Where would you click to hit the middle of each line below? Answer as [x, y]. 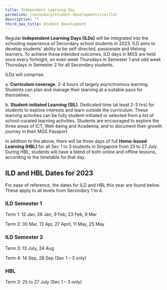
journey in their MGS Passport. [37, 132]
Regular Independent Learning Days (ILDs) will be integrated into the [77, 38]
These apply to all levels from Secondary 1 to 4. [54, 190]
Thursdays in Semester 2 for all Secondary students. [60, 65]
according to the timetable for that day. [45, 157]
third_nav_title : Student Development [46, 24]
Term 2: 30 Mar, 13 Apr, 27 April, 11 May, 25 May [55, 224]
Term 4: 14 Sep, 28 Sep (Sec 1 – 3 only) [46, 258]
